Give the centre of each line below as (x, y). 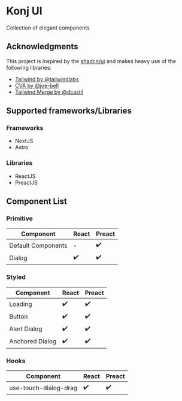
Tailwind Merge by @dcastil (49, 92)
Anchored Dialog (33, 341)
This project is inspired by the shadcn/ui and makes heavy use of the (91, 61)
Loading (21, 304)
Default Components (38, 245)
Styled (16, 277)
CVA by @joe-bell (37, 85)
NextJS (24, 141)
